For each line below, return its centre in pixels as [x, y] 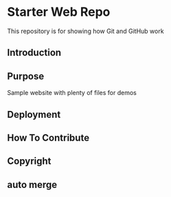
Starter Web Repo [59, 12]
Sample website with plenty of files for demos [72, 93]
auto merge [32, 184]
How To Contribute [48, 137]
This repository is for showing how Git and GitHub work [85, 31]
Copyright [29, 162]
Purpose [26, 76]
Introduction [34, 53]
